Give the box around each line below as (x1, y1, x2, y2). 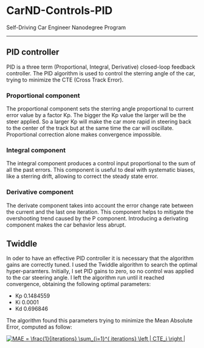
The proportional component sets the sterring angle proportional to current (6, 105, 194, 112)
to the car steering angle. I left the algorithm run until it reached (6, 274, 165, 281)
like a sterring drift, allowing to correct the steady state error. (6, 172, 158, 180)
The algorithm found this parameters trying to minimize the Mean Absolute (6, 317, 193, 324)
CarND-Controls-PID (6, 4, 113, 18)
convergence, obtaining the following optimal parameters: (6, 281, 151, 288)
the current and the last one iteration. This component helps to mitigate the (6, 208, 194, 216)
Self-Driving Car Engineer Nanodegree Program (6, 24, 126, 31)
